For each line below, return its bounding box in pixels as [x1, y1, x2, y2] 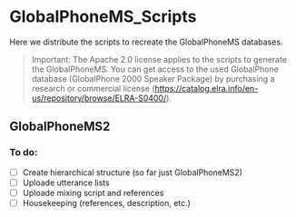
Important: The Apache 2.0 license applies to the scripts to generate [31, 54, 288, 64]
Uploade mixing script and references [22, 187, 164, 198]
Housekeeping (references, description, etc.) [22, 197, 191, 208]
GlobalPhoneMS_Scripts [9, 6, 197, 27]
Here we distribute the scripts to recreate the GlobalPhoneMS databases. [9, 36, 283, 47]
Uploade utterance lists [22, 177, 111, 188]
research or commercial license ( [31, 83, 155, 94]
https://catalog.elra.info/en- [153, 83, 259, 94]
